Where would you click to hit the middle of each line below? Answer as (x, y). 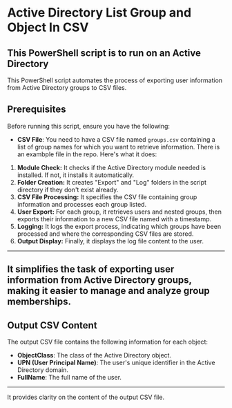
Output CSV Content (52, 325)
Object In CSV (48, 27)
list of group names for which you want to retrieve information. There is (118, 147)
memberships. (39, 302)
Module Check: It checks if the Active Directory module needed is (111, 167)
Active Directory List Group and (99, 13)
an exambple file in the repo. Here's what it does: (87, 154)
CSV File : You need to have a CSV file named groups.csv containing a (116, 139)
